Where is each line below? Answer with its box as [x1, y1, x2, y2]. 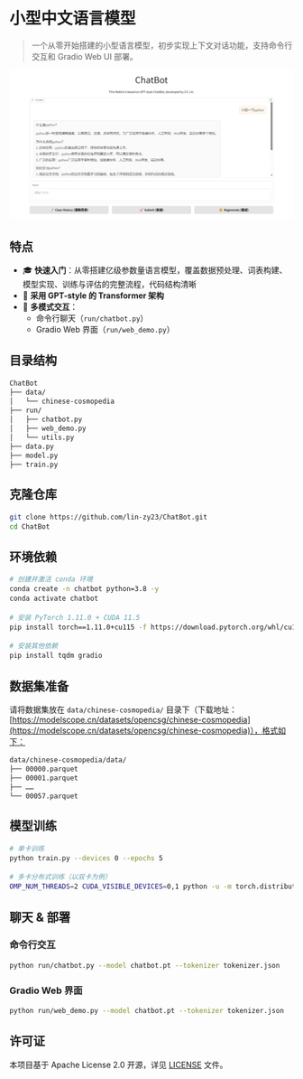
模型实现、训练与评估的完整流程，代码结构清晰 [22, 279, 197, 290]
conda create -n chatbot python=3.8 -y [9, 585, 160, 594]
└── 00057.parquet [9, 792, 78, 801]
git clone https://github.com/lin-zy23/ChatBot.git [9, 512, 207, 521]
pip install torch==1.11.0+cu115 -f [9, 623, 147, 632]
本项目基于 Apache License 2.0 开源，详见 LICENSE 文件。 [9, 1059, 228, 1070]
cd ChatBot [9, 521, 50, 531]
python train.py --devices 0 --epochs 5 [9, 853, 164, 863]
